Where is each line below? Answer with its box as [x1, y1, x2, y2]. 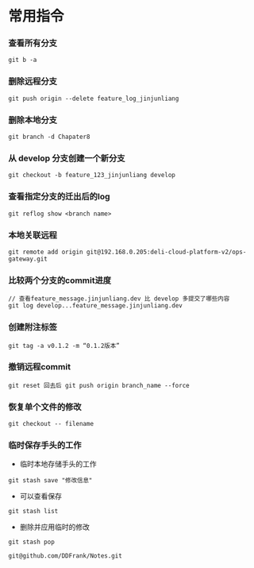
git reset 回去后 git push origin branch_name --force [8, 381, 190, 389]
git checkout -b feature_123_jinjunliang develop [8, 172, 176, 180]
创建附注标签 [8, 322, 58, 333]
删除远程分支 [8, 76, 58, 87]
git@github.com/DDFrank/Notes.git [8, 552, 123, 560]
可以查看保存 [19, 492, 62, 501]
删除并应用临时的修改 [19, 522, 90, 532]
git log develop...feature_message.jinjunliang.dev [8, 302, 183, 310]
